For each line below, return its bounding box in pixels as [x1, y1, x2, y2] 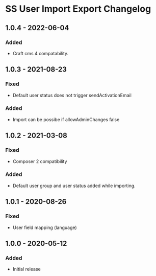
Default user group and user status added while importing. [12, 182, 136, 189]
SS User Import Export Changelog [5, 3, 151, 15]
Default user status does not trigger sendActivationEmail [12, 92, 132, 98]
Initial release [12, 266, 41, 272]
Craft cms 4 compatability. [12, 50, 69, 56]
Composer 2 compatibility [12, 158, 67, 164]
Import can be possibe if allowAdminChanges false [12, 116, 120, 123]
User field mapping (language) [12, 224, 77, 231]
